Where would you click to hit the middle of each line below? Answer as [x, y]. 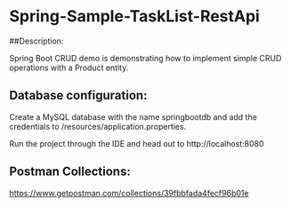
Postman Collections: [70, 172]
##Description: [36, 41]
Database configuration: [78, 96]
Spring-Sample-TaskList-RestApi [134, 16]
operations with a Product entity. [69, 68]
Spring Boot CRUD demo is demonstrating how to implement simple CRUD [145, 58]
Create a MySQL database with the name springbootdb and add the [133, 116]
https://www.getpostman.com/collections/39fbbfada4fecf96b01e [129, 193]
